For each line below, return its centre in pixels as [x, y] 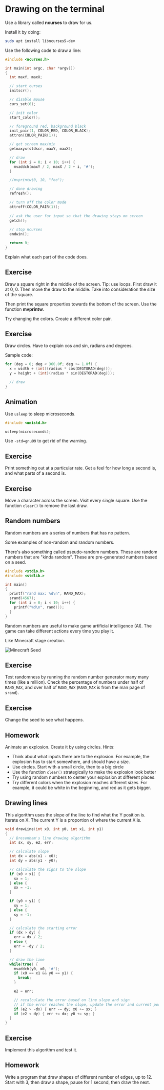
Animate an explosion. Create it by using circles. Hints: [60, 747]
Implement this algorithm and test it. [41, 1050]
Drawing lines [26, 803]
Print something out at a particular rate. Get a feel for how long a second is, [81, 468]
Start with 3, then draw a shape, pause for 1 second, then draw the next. [78, 1082]
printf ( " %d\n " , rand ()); [39, 607]
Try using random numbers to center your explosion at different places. [84, 777]
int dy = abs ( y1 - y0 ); [33, 861]
